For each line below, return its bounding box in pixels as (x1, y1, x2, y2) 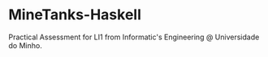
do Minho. (8, 40, 42, 50)
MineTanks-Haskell (8, 6, 142, 24)
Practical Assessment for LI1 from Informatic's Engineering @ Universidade (8, 32, 260, 42)
